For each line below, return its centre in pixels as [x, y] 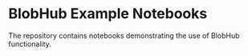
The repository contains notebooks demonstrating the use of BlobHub [124, 35]
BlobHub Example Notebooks [108, 14]
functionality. [30, 43]
